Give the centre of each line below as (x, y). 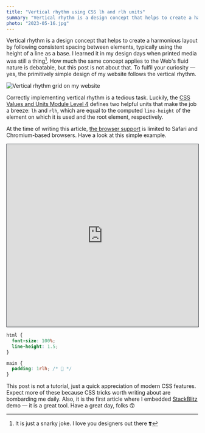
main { (15, 363)
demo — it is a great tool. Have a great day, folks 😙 (71, 406)
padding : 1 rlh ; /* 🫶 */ (42, 369)
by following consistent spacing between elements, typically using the (94, 47)
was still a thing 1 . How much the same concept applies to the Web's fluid (97, 60)
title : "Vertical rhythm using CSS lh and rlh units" (76, 12)
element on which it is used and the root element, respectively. (85, 117)
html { (15, 336)
